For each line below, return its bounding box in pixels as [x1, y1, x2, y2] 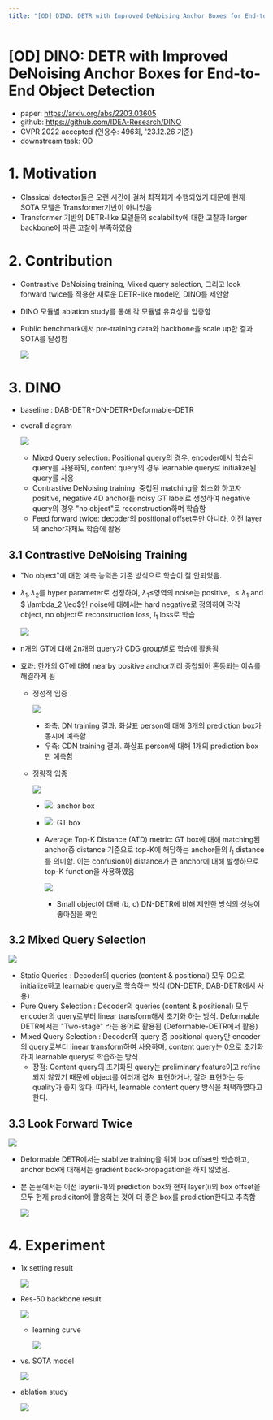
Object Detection [37, 81, 156, 100]
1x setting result [19, 1263, 74, 1273]
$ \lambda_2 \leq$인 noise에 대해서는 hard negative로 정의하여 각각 [19, 599, 241, 609]
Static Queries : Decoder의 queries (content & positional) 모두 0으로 [19, 971, 245, 981]
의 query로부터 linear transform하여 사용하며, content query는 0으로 [19, 1041, 242, 1052]
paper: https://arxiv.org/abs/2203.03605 [19, 108, 157, 118]
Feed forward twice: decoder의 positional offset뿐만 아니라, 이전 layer [32, 513, 262, 524]
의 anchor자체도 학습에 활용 [32, 524, 122, 534]
